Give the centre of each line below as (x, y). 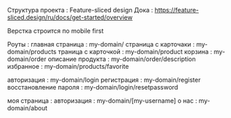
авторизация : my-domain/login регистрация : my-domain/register (104, 80)
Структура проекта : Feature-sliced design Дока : (80, 10)
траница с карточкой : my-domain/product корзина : (135, 52)
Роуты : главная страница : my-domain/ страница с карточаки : (101, 44)
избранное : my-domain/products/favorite (68, 66)
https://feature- (177, 10)
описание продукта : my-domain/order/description (122, 59)
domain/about (27, 108)
